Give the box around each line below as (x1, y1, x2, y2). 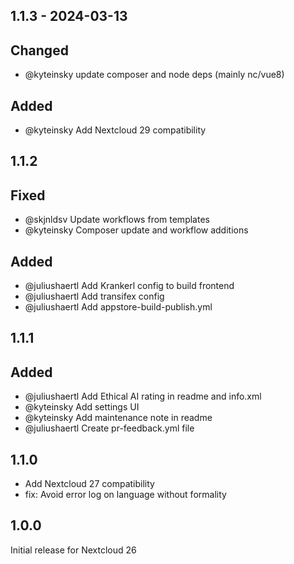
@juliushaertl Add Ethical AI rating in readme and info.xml (24, 390, 262, 403)
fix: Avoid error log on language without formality (24, 489, 227, 501)
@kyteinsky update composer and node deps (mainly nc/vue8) (24, 69, 285, 81)
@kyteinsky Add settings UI (24, 401, 140, 413)
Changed (10, 42, 69, 59)
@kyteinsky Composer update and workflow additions (24, 224, 249, 236)
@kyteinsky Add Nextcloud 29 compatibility (24, 124, 207, 136)
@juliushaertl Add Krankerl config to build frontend (24, 280, 235, 292)
